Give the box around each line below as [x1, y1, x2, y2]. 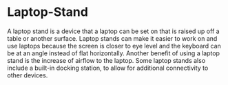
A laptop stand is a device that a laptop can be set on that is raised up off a [7, 27, 220, 35]
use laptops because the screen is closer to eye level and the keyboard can [7, 41, 222, 50]
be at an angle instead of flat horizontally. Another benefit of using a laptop [7, 49, 220, 57]
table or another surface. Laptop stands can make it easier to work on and [7, 34, 218, 42]
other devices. [7, 70, 48, 79]
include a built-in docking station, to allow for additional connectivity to [7, 64, 209, 72]
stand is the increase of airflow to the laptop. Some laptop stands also [7, 56, 206, 64]
